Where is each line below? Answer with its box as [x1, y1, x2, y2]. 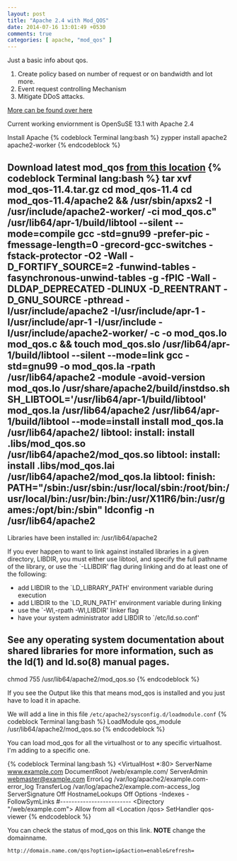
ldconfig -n [104, 503, 155, 516]
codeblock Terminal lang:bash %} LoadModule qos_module [7, 717, 182, 725]
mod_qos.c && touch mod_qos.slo [7, 338, 161, 350]
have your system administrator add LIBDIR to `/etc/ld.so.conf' [17, 613, 200, 622]
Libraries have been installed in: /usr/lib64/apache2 [7, 533, 158, 541]
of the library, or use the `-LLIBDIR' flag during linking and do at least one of [7, 562, 229, 570]
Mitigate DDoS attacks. [17, 93, 85, 101]
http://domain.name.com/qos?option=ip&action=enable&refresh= [7, 847, 195, 854]
